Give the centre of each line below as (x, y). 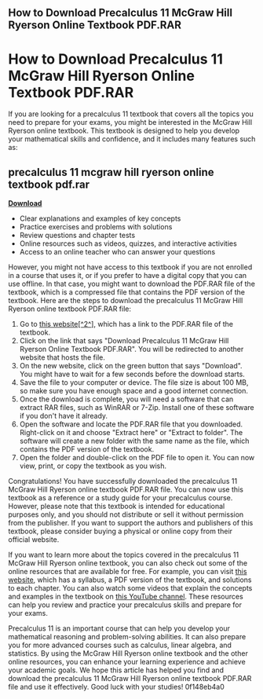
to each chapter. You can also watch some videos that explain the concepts (130, 588)
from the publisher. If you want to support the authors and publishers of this (131, 523)
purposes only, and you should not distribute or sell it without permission (126, 514)
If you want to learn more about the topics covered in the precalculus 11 (124, 555)
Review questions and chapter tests (77, 236)
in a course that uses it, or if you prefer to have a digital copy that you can (128, 276)
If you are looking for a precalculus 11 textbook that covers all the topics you (131, 114)
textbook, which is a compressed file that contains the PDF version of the (127, 292)
